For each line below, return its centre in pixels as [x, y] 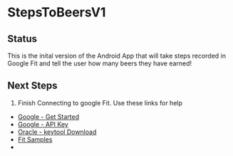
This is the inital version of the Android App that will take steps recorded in [117, 56]
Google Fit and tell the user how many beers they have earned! [100, 63]
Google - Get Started [48, 116]
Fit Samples [35, 139]
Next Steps [32, 86]
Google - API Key [43, 124]
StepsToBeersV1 [57, 12]
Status [22, 39]
